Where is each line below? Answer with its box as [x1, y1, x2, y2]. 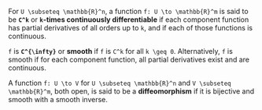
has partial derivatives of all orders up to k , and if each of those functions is [8, 23, 253, 32]
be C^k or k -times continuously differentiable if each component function [8, 15, 249, 24]
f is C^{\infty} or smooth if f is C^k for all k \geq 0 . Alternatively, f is [8, 47, 234, 55]
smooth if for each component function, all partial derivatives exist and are [8, 55, 250, 64]
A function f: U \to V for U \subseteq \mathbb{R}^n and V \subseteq [8, 78, 231, 87]
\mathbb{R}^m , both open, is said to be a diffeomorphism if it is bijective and [8, 87, 255, 96]
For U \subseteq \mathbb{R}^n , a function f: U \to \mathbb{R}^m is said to [8, 7, 249, 16]
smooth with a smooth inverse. [8, 95, 108, 104]
